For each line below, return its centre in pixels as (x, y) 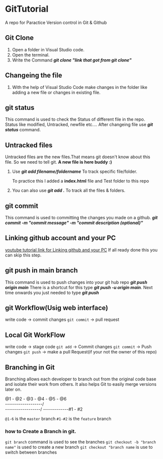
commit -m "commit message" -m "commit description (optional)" (74, 223)
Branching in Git (30, 367)
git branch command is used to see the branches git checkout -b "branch (81, 442)
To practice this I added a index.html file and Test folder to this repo (81, 181)
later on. (13, 390)
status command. (23, 130)
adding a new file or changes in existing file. (56, 92)
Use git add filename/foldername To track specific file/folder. (75, 171)
